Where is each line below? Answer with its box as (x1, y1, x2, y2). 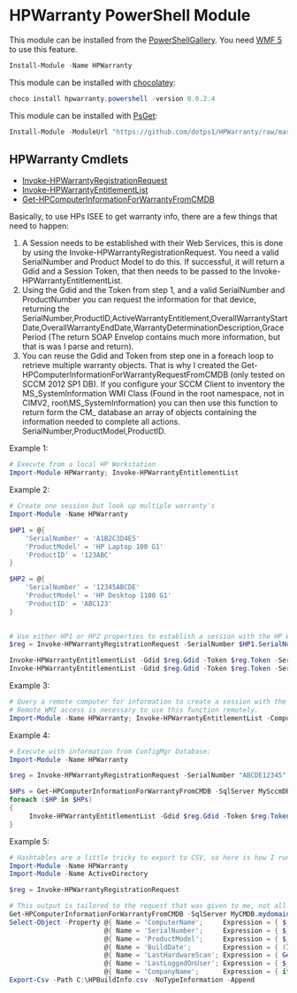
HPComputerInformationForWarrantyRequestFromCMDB (21, 369, 229, 381)
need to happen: (9, 220, 69, 231)
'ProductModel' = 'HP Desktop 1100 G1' (25, 591, 172, 600)
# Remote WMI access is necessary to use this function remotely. (9, 705, 259, 714)
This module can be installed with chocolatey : (9, 77, 177, 88)
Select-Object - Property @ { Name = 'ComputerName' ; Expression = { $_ (9, 918, 291, 927)
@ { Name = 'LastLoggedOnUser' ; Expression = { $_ (103, 959, 291, 968)
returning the (21, 304, 70, 314)
